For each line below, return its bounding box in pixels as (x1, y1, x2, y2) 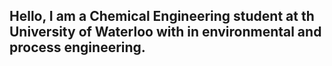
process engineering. (9, 39, 146, 56)
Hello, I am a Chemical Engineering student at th (9, 8, 315, 25)
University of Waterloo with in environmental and (9, 24, 322, 41)
